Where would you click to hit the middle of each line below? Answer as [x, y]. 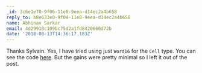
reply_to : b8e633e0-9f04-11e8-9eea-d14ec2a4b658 [68, 17]
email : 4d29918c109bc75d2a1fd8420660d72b [59, 28]
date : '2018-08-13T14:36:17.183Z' [50, 34]
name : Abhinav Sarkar [33, 23]
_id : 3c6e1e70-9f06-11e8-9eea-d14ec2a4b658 [62, 12]
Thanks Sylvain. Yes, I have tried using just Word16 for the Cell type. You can [101, 51]
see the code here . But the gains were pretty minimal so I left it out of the [97, 57]
